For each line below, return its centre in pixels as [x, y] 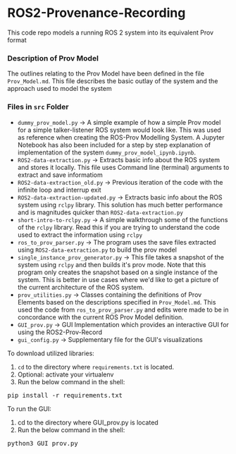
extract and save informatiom [60, 175]
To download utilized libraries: [51, 353]
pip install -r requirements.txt [65, 395]
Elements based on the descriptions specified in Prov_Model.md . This [117, 302]
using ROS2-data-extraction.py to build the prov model [97, 250]
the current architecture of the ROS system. [81, 287]
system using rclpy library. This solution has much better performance [120, 204]
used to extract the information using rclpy [80, 235]
